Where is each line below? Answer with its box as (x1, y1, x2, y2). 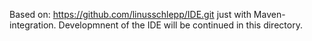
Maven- (253, 9, 286, 20)
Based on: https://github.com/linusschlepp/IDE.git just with (9, 9, 252, 20)
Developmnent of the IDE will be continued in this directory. (58, 19, 303, 31)
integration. (9, 19, 57, 31)
